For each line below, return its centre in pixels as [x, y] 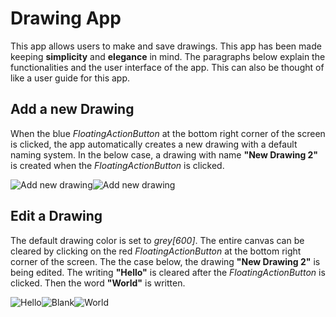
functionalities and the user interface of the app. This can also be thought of [167, 67]
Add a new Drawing [72, 109]
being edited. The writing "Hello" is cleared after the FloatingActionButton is [168, 272]
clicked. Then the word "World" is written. [98, 283]
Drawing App [66, 18]
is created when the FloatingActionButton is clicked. [117, 165]
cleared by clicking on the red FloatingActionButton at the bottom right [156, 251]
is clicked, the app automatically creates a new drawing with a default [154, 144]
